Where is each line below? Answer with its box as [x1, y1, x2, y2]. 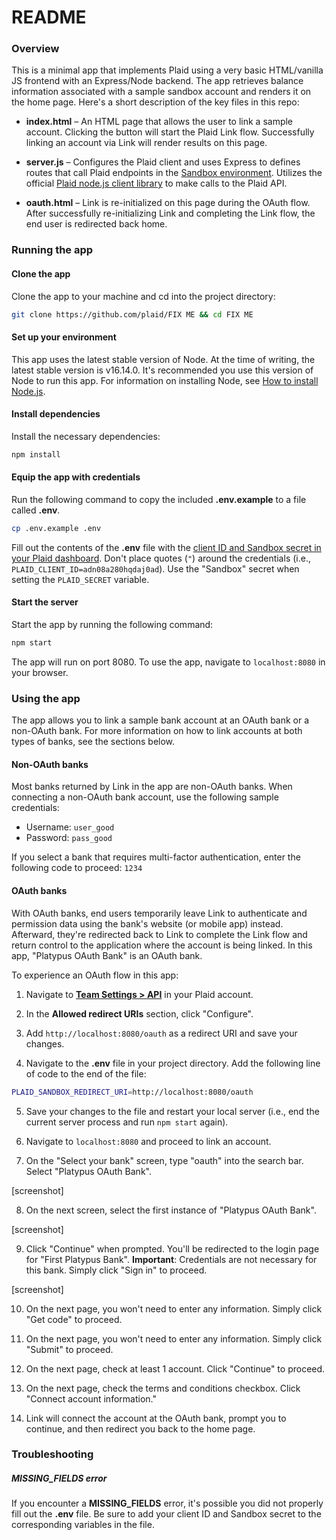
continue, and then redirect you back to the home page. [25, 1422, 256, 1435]
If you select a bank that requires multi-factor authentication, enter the [11, 851, 301, 863]
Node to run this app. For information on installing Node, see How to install [11, 374, 319, 386]
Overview [11, 42, 60, 56]
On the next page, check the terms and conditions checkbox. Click [25, 1382, 301, 1394]
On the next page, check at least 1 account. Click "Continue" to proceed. [25, 1362, 326, 1375]
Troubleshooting [11, 1447, 94, 1461]
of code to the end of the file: [25, 1067, 147, 1080]
